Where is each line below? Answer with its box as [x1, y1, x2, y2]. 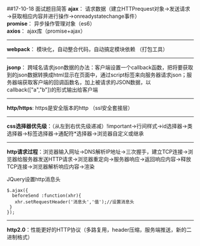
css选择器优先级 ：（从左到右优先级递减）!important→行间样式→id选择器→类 [7, 122, 193, 130]
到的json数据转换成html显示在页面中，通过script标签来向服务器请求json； [7, 71, 187, 78]
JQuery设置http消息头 [7, 176, 61, 182]
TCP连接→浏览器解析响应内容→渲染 [7, 163, 95, 170]
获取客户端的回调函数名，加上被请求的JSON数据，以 [22, 79, 151, 86]
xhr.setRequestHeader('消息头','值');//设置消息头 [14, 199, 135, 205]
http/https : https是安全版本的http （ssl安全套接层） [7, 105, 134, 111]
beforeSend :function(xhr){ [12, 193, 82, 198]
